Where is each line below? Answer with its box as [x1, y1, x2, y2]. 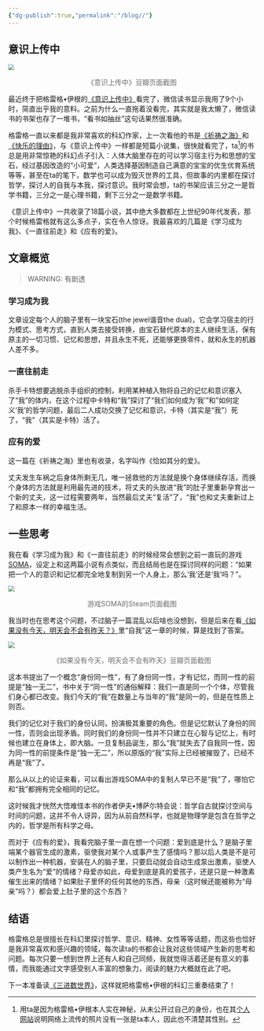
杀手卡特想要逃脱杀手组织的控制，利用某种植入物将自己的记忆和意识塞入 [8, 385, 242, 395]
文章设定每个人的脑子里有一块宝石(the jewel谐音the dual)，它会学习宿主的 [8, 315, 247, 325]
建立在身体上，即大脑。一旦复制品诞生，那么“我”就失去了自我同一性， [21, 738, 249, 748]
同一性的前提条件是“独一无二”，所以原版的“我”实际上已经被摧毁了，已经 [14, 748, 247, 757]
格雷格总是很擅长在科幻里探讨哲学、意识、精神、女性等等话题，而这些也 [8, 934, 242, 944]
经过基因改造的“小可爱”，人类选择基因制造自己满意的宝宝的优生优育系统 [21, 160, 255, 170]
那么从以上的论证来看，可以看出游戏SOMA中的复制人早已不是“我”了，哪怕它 [8, 775, 255, 784]
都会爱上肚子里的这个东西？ [38, 886, 129, 897]
